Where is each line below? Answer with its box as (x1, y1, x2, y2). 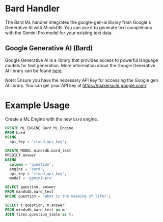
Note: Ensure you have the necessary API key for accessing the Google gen (5, 77, 159, 83)
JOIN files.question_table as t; (5, 212, 74, 217)
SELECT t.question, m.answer (5, 203, 65, 208)
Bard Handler (5, 3, 60, 14)
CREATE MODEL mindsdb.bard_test (5, 148, 71, 153)
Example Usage (5, 100, 70, 111)
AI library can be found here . (5, 68, 63, 74)
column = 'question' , (9, 162, 54, 167)
